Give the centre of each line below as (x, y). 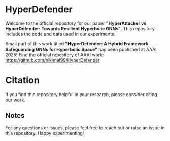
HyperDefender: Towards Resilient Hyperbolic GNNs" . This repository (80, 28)
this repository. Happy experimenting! (45, 133)
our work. (15, 100)
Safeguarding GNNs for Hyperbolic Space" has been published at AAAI (81, 49)
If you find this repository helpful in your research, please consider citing (81, 94)
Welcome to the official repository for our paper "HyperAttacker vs (76, 23)
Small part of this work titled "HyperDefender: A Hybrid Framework (77, 43)
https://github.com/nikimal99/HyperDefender (53, 60)
